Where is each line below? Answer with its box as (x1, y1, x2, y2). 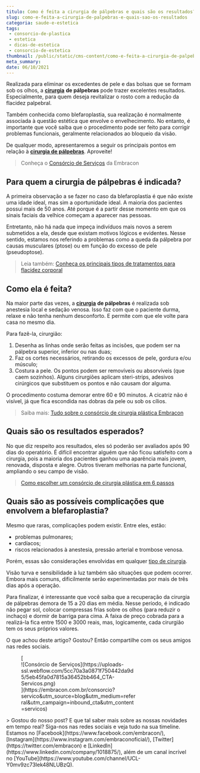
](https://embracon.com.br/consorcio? (21, 686, 115, 693)
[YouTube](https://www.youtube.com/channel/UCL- (14, 755, 141, 762)
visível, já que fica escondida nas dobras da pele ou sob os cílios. (6, 398, 167, 404)
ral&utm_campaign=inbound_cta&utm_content (21, 698, 134, 706)
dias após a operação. (6, 582, 61, 589)
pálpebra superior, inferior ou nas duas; (14, 348, 112, 355)
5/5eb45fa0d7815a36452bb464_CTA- (21, 673, 115, 681)
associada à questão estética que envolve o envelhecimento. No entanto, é (6, 118, 190, 125)
